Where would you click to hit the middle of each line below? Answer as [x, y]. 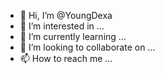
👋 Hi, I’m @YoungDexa [66, 15]
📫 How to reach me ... [66, 58]
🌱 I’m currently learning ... [73, 36]
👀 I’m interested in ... [62, 26]
